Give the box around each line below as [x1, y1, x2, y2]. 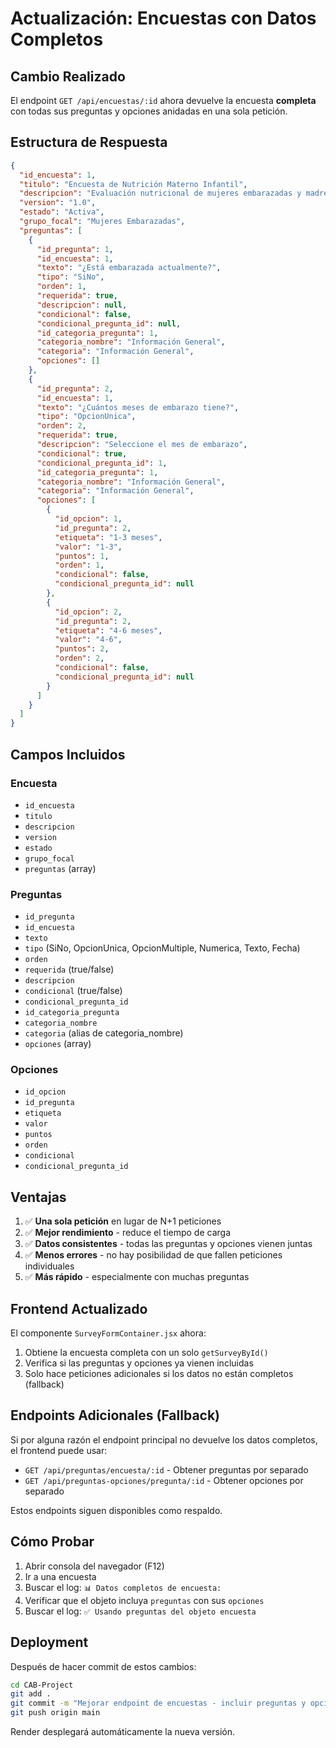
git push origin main [10, 1708, 101, 1718]
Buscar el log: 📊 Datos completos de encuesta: [24, 1581, 222, 1593]
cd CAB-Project [10, 1680, 74, 1690]
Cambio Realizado [10, 68, 126, 85]
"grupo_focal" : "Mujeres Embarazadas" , [19, 217, 186, 227]
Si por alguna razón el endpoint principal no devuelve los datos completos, [10, 1433, 318, 1446]
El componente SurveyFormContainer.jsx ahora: [10, 1327, 207, 1339]
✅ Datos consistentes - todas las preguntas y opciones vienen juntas [24, 1238, 313, 1250]
